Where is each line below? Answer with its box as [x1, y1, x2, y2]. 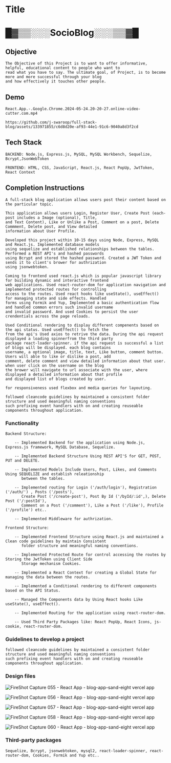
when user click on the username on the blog [5, 363, 104, 368]
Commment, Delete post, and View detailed [5, 224, 97, 229]
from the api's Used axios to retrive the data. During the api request [5, 331, 164, 336]
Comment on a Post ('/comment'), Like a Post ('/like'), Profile [21, 503, 164, 508]
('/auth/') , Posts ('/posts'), [5, 489, 74, 495]
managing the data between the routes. [5, 575, 91, 580]
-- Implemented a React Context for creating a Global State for [14, 570, 157, 575]
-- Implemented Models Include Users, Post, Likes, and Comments [14, 467, 157, 472]
